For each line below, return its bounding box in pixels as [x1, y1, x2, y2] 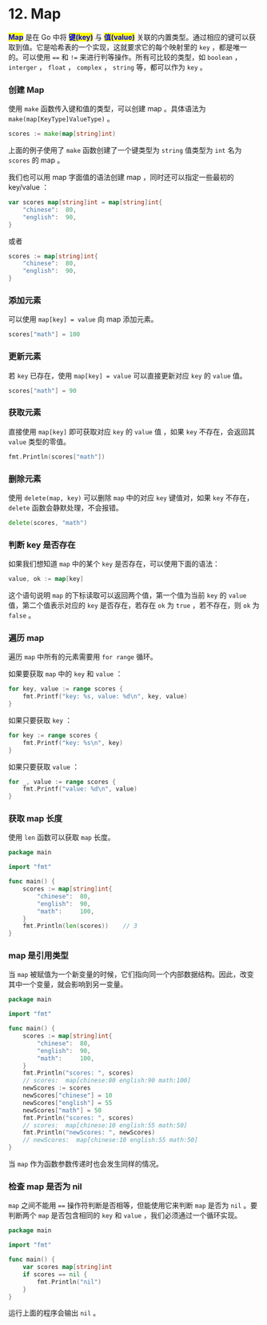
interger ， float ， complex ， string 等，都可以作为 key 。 [8, 62, 208, 72]
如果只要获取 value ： [8, 762, 80, 771]
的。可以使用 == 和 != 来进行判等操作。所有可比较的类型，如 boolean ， [8, 52, 242, 62]
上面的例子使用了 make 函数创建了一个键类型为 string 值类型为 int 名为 [8, 146, 242, 155]
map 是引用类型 [8, 950, 70, 961]
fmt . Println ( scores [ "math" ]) [8, 453, 106, 461]
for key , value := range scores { [8, 685, 124, 693]
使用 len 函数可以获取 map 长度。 [8, 833, 115, 843]
